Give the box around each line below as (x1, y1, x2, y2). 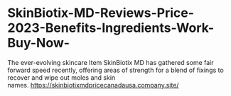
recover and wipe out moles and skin (7, 73, 116, 82)
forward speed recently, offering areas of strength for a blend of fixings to (7, 66, 224, 74)
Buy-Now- (7, 35, 70, 51)
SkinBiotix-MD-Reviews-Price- (7, 5, 194, 21)
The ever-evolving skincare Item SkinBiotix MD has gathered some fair (7, 58, 215, 66)
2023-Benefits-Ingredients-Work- (7, 20, 215, 36)
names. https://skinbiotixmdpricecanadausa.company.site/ (7, 80, 179, 89)
